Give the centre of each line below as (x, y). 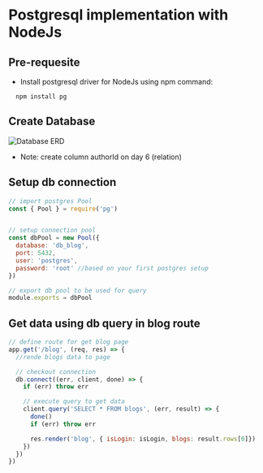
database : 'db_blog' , (52, 245)
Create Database (52, 122)
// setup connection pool (52, 230)
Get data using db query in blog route (104, 323)
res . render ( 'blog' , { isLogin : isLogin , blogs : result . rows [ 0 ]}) (142, 439)
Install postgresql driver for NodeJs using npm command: (116, 82)
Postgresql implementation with (119, 15)
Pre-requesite (44, 62)
